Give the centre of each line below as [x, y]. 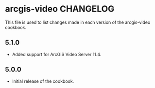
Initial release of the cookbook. [43, 81]
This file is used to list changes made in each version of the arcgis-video [78, 22]
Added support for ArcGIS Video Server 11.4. [57, 54]
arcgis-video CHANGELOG [60, 9]
